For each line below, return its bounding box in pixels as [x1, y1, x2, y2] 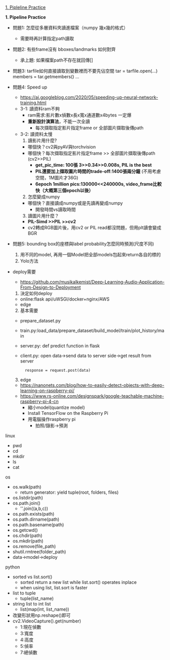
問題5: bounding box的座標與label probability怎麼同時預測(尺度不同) [12, 241, 154, 247]
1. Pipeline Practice [5, 14, 47, 20]
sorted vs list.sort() [12, 574, 53, 580]
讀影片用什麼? [27, 137, 57, 143]
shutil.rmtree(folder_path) [12, 549, 66, 555]
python [5, 564, 20, 570]
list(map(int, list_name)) [20, 606, 69, 612]
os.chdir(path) [12, 532, 42, 538]
